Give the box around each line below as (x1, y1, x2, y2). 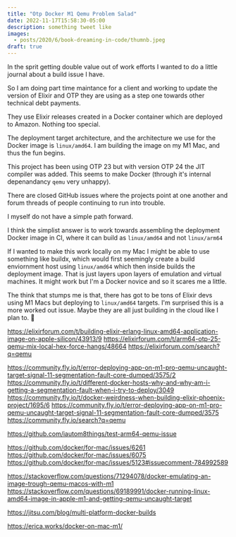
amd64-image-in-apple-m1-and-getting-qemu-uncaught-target (7, 495, 192, 502)
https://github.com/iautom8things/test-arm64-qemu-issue (7, 430, 178, 438)
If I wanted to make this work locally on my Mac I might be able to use (7, 247, 210, 255)
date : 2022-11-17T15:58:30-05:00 (7, 17, 106, 24)
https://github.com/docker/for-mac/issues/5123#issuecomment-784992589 (7, 459, 229, 466)
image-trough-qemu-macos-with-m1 (7, 480, 114, 488)
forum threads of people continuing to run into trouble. (7, 199, 166, 207)
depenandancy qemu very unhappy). (7, 177, 111, 186)
